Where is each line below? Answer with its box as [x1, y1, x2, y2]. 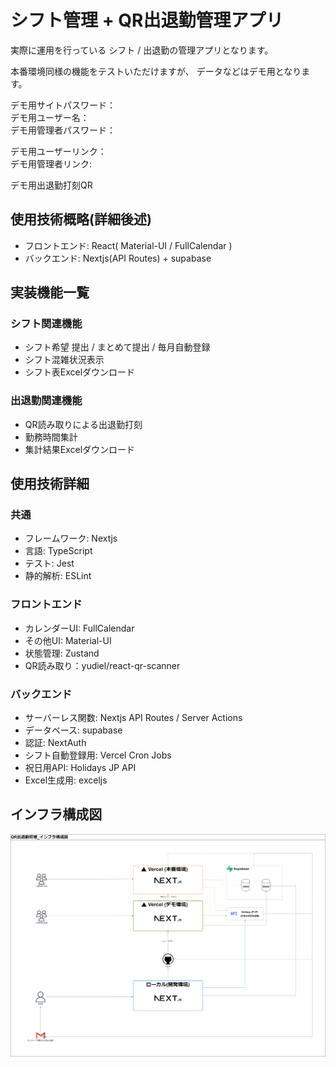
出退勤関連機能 [10, 394, 83, 408]
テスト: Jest [24, 557, 75, 570]
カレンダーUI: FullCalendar [24, 622, 135, 634]
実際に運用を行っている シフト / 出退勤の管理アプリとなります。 [10, 44, 274, 56]
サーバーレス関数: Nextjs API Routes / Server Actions [24, 712, 243, 724]
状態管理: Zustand [24, 647, 100, 659]
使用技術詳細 [10, 476, 90, 493]
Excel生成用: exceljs [24, 774, 108, 786]
